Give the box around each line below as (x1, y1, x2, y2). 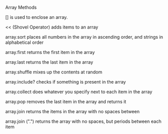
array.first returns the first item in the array (5, 49, 95, 55)
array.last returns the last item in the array (5, 59, 93, 65)
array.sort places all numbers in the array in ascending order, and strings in (5, 34, 163, 40)
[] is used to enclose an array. (5, 14, 68, 20)
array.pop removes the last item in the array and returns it (5, 99, 127, 104)
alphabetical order (5, 39, 44, 45)
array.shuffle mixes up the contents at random (5, 69, 103, 75)
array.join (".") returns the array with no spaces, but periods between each (5, 118, 162, 124)
